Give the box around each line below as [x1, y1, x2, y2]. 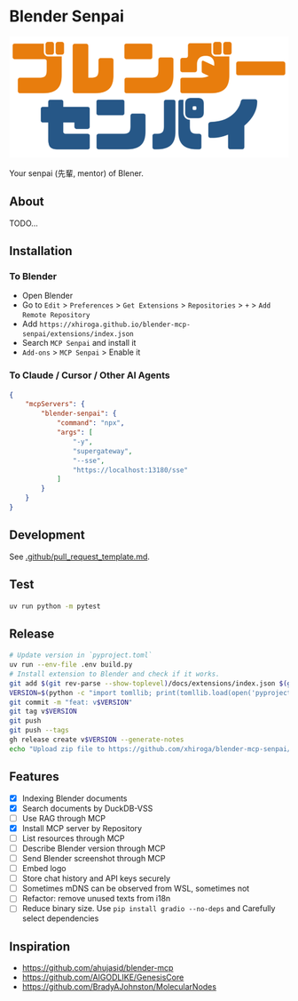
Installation [9, 243, 73, 259]
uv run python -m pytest [9, 602, 101, 611]
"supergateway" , [72, 446, 133, 455]
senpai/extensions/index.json [21, 330, 135, 339]
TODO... [9, 218, 38, 228]
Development [9, 527, 86, 543]
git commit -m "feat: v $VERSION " [9, 698, 133, 707]
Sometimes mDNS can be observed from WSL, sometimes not [21, 883, 250, 894]
